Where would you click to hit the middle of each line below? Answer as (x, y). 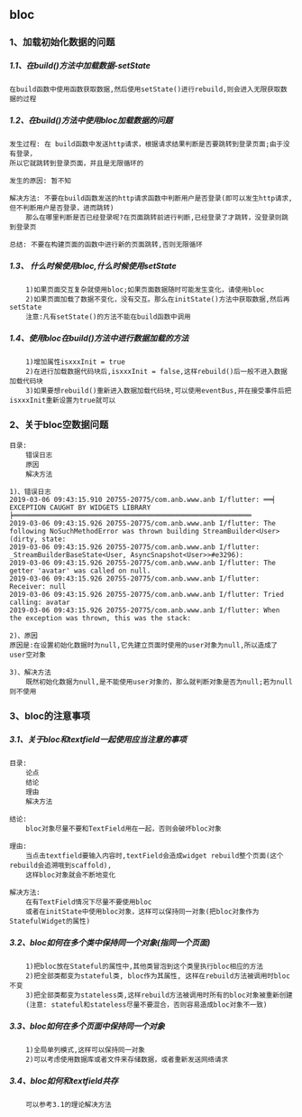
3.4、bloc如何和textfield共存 (64, 1080)
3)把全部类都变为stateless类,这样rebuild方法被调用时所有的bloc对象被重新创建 (159, 996)
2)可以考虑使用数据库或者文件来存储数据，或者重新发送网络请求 (127, 1060)
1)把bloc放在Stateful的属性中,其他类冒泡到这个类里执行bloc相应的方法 (145, 967)
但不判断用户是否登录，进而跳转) (62, 208)
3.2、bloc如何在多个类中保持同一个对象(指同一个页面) (110, 942)
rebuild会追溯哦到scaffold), (61, 866)
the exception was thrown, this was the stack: (101, 619)
